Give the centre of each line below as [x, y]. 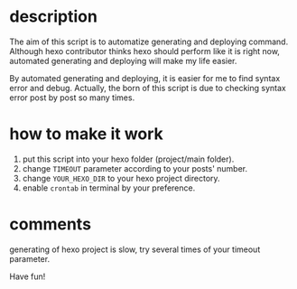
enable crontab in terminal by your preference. [109, 188]
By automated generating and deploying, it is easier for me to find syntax [145, 78]
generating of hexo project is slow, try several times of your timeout [135, 249]
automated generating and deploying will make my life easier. [123, 61]
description [53, 17]
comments [51, 224]
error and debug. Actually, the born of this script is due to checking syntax [148, 88]
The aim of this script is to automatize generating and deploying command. [149, 42]
